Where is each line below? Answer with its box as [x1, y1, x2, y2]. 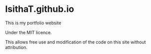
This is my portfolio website [5, 20, 61, 26]
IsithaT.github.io [5, 3, 74, 15]
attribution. [5, 44, 28, 50]
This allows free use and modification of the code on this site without [5, 39, 146, 45]
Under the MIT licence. [5, 29, 52, 35]
